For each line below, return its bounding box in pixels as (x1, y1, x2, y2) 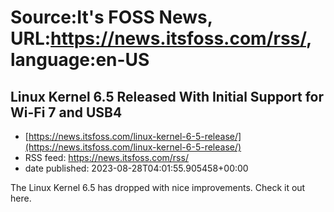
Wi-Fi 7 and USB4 (10, 104, 123, 121)
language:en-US (10, 49, 150, 71)
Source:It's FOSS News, (10, 6, 213, 29)
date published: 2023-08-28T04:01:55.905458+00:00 (24, 162, 249, 174)
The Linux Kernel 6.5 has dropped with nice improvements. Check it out (10, 182, 306, 193)
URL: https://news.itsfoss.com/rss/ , (10, 27, 312, 50)
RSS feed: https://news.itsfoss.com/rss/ (24, 152, 189, 163)
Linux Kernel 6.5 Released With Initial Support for (10, 88, 324, 105)
